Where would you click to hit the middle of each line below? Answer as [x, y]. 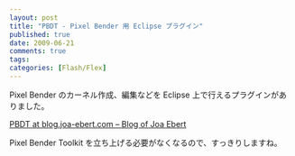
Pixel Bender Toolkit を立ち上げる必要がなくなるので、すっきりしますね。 [146, 142]
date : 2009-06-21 [42, 43]
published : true [40, 34]
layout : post [34, 18]
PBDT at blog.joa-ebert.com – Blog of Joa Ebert [98, 124]
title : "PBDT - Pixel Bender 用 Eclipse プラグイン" [106, 26]
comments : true [38, 51]
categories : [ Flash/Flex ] [58, 69]
